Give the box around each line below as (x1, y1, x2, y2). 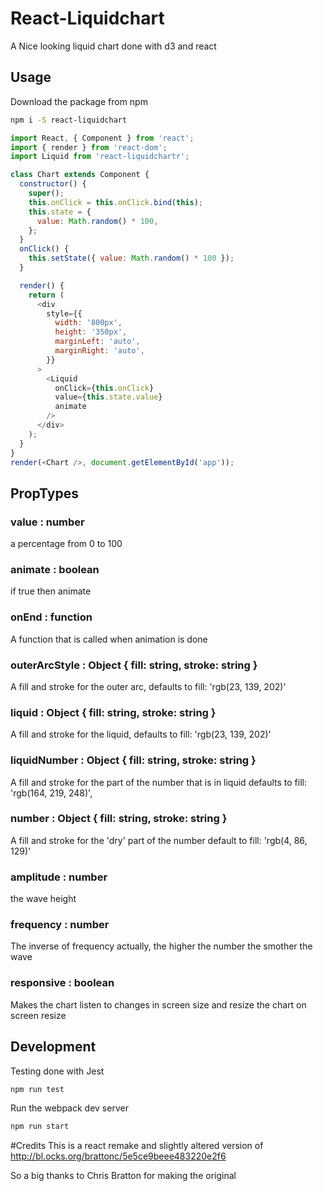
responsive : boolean (10, 976, 115, 990)
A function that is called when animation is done (10, 633, 208, 645)
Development (10, 1038, 97, 1056)
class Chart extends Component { (10, 170, 150, 180)
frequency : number (10, 918, 110, 932)
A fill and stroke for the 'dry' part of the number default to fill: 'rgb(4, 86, (10, 834, 308, 846)
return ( (28, 290, 65, 300)
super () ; (28, 188, 65, 198)
